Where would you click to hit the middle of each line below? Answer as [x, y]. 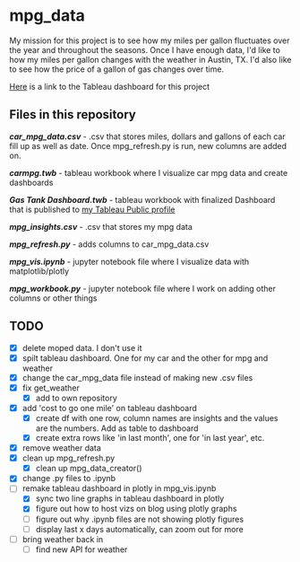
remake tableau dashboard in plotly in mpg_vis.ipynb [119, 488]
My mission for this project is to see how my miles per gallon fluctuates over [150, 40]
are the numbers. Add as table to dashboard [117, 428]
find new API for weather [81, 549]
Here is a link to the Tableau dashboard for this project [110, 86]
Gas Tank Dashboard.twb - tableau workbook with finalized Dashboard [142, 199]
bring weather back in [63, 539]
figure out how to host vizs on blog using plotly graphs [136, 509]
